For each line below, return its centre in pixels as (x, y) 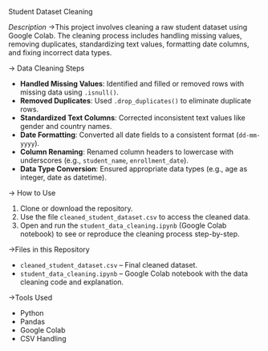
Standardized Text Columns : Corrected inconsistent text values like (133, 118)
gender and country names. (66, 126)
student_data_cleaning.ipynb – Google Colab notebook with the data (134, 273)
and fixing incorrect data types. (60, 52)
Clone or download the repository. (77, 208)
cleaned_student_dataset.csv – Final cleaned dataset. (109, 265)
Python (32, 313)
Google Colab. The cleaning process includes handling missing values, (125, 36)
